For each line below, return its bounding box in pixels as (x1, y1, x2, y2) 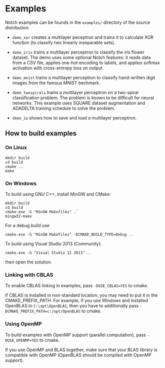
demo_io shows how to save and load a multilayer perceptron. (12, 115, 137, 121)
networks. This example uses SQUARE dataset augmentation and (12, 100, 146, 106)
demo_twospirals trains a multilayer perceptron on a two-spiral (12, 89, 139, 95)
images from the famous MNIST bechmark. (12, 80, 100, 86)
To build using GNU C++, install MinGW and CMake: (5, 191, 111, 197)
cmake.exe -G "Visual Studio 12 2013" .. (5, 250, 92, 255)
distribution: (5, 24, 30, 30)
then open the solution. (5, 259, 52, 265)
